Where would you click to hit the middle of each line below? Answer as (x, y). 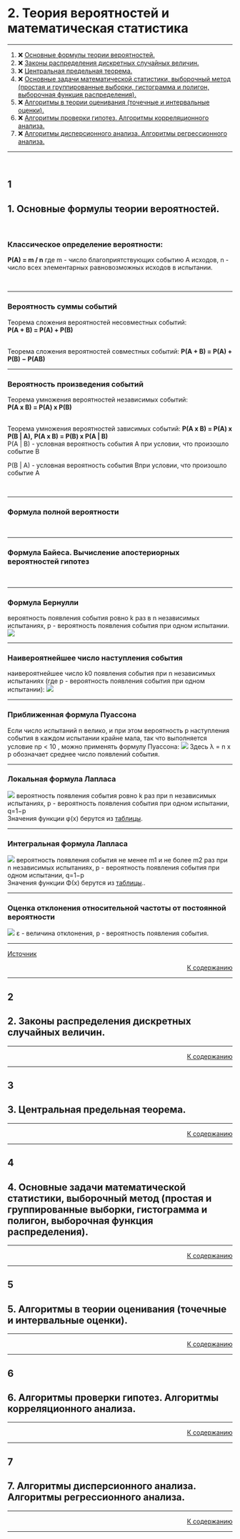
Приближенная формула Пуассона (72, 714)
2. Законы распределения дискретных (99, 1021)
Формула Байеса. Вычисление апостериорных (94, 553)
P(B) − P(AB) (26, 359)
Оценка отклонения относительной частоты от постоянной (117, 908)
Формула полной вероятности (63, 512)
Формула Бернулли (43, 602)
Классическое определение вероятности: (85, 244)
